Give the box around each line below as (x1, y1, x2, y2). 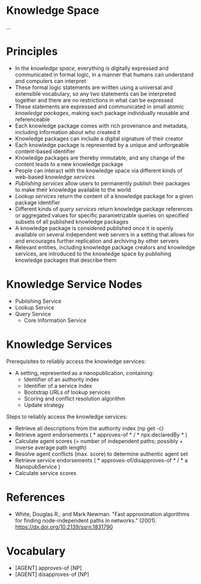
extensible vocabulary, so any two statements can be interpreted (14, 90, 176, 97)
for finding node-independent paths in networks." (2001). (14, 517, 157, 524)
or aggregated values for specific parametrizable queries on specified (14, 211, 189, 219)
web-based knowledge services (14, 173, 95, 181)
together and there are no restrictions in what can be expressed (14, 96, 173, 104)
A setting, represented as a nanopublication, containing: (14, 369, 154, 376)
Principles (6, 45, 58, 58)
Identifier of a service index (23, 382, 92, 389)
